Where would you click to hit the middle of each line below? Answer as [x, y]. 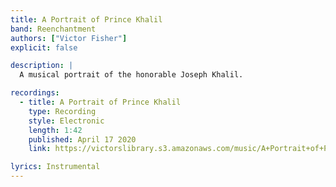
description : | [42, 66]
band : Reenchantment [53, 29]
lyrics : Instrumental [55, 167]
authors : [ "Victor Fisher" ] [69, 38]
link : [40, 149]
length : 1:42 [55, 130]
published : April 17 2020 [82, 139]
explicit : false [44, 47]
